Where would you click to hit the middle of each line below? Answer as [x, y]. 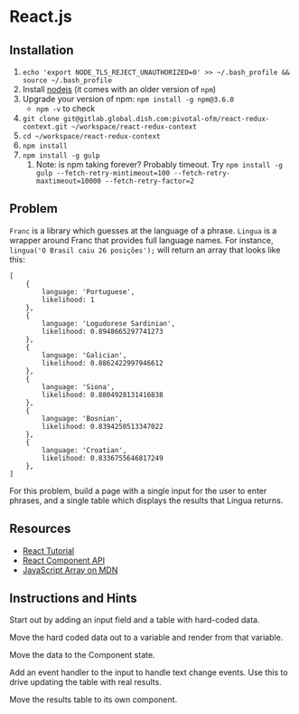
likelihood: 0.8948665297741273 [103, 331]
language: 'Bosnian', [83, 418]
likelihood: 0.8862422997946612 [103, 363]
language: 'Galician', [84, 355]
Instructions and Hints [73, 599]
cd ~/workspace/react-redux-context [91, 137]
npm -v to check [65, 109]
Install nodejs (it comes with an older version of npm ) [119, 89]
